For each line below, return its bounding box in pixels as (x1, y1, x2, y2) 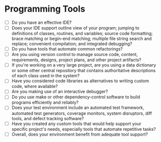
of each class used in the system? (11, 73, 80, 79)
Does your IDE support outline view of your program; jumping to (11, 25, 140, 31)
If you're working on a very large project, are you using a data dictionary (11, 62, 156, 68)
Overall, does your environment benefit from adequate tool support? (11, 131, 148, 137)
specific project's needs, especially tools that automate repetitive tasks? (11, 126, 156, 132)
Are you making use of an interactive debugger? (11, 89, 108, 94)
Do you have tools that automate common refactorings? (11, 46, 123, 52)
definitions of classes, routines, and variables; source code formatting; (11, 31, 153, 36)
